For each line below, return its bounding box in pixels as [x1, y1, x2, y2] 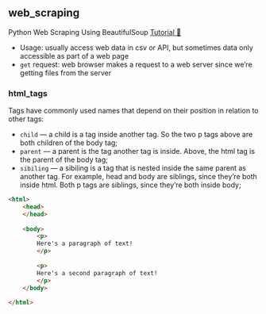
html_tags [8, 87, 48, 98]
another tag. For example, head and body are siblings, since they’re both [19, 172, 258, 182]
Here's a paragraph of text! [37, 239, 133, 248]
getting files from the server [19, 67, 112, 78]
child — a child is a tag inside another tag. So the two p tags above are [19, 130, 253, 140]
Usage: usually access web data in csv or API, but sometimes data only [19, 43, 254, 52]
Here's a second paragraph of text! [37, 269, 158, 277]
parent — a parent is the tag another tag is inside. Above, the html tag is [19, 147, 256, 156]
